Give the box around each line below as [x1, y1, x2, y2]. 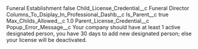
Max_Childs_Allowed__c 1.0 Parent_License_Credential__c [6, 17, 150, 24]
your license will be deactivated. [6, 36, 87, 43]
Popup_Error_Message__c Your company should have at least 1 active [6, 24, 181, 30]
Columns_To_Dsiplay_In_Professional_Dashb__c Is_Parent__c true [6, 11, 169, 18]
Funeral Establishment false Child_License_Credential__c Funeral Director [6, 5, 189, 11]
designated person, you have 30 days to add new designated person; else [6, 30, 193, 37]
